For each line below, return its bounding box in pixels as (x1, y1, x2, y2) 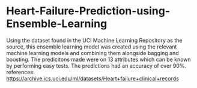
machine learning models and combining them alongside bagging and (6, 49, 179, 56)
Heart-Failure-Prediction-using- (6, 4, 171, 18)
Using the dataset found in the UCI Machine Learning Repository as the (6, 37, 183, 44)
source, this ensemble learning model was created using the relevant (6, 43, 177, 50)
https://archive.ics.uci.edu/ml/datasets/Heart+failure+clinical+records (6, 75, 179, 82)
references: (6, 68, 35, 75)
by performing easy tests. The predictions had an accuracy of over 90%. (6, 62, 187, 69)
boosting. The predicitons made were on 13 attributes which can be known (6, 56, 191, 63)
